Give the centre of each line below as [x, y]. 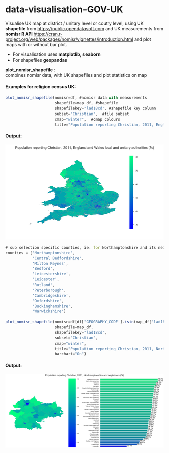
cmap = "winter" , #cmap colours [88, 119]
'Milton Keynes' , [50, 263]
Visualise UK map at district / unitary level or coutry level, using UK [75, 23]
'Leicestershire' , [51, 274]
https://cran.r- [48, 34]
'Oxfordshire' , [48, 301]
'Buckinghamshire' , [52, 306]
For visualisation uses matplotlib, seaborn [56, 54]
